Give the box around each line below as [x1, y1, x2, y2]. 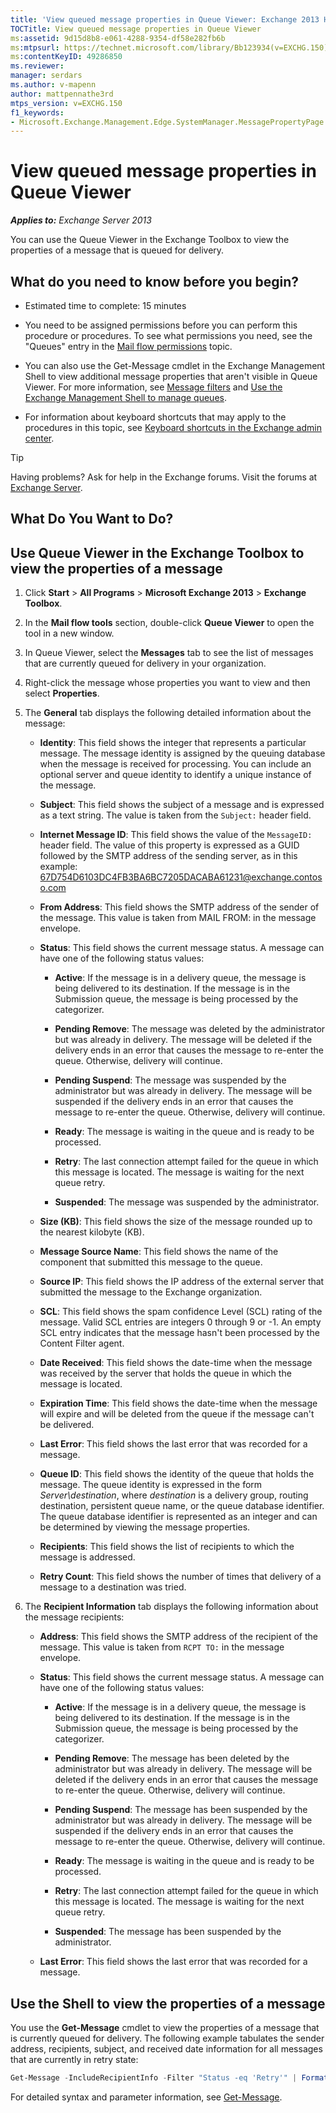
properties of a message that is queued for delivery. [10, 244, 225, 256]
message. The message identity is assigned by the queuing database [39, 747, 326, 760]
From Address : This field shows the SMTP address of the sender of [39, 901, 320, 913]
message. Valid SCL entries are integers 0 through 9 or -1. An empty [39, 1316, 322, 1328]
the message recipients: [24, 1611, 125, 1623]
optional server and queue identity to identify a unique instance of [39, 769, 312, 781]
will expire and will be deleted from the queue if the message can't [39, 1408, 315, 1420]
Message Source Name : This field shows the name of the [39, 1246, 279, 1258]
